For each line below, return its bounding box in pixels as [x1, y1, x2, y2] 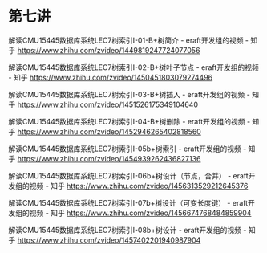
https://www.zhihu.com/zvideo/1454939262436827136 [17, 153, 201, 163]
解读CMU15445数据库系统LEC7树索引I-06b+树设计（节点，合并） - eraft [8, 170, 249, 181]
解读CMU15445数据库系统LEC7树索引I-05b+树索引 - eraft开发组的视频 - [8, 144, 247, 153]
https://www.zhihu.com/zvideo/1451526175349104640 [17, 100, 199, 109]
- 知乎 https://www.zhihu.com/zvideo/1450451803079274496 [8, 72, 213, 82]
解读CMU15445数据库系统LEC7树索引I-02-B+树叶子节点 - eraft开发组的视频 [8, 62, 259, 72]
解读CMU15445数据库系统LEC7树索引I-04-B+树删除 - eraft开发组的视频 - [8, 116, 251, 126]
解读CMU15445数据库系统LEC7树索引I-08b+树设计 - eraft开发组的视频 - [8, 225, 247, 235]
